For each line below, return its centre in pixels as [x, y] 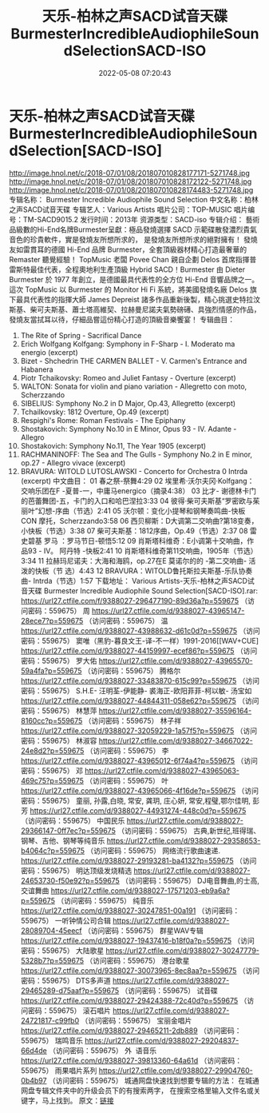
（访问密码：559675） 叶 [127, 780]
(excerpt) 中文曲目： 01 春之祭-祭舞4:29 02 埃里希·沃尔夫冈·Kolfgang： [137, 481]
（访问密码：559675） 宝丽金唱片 [136, 1020]
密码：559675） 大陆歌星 [62, 950]
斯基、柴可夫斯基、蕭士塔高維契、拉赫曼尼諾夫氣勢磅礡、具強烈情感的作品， [135, 309]
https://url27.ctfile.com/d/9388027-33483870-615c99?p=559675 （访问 [140, 680]
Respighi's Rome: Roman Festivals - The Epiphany [103, 420]
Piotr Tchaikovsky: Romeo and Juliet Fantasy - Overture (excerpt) [128, 377]
